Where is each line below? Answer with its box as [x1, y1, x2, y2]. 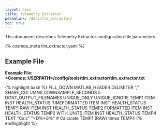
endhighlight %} [5, 120, 37, 126]
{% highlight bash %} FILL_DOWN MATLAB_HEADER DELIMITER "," [5, 85, 139, 90]
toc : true [5, 20, 25, 26]
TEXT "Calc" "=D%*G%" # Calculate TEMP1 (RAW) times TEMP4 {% [5, 116, 143, 121]
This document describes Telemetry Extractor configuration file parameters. [5, 34, 157, 40]
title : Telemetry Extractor [5, 12, 62, 16]
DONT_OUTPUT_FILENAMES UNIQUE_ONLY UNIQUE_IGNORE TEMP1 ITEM [5, 95, 155, 101]
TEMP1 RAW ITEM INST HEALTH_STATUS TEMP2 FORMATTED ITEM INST [5, 105, 153, 111]
